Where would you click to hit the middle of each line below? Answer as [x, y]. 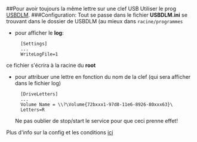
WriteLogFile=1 [39, 54]
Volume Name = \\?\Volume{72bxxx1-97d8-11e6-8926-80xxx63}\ [97, 104]
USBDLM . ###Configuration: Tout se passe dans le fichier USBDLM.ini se [97, 15]
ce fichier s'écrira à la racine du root [51, 65]
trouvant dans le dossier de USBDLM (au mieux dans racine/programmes [95, 21]
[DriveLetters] [39, 94]
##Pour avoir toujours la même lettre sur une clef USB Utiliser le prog [91, 9]
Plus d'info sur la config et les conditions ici [60, 132]
